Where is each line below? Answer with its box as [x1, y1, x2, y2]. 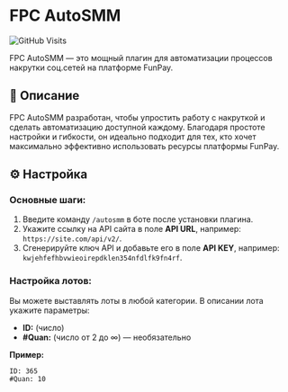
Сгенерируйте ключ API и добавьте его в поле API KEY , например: [22, 243, 281, 254]
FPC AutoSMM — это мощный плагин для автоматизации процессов [9, 52, 273, 63]
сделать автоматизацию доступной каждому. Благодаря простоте [9, 121, 265, 132]
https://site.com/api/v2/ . [22, 233, 122, 244]
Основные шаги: [9, 194, 86, 207]
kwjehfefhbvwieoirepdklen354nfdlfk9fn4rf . [22, 253, 183, 263]
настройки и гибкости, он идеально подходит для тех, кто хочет [9, 131, 256, 142]
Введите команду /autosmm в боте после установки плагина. [22, 214, 254, 225]
